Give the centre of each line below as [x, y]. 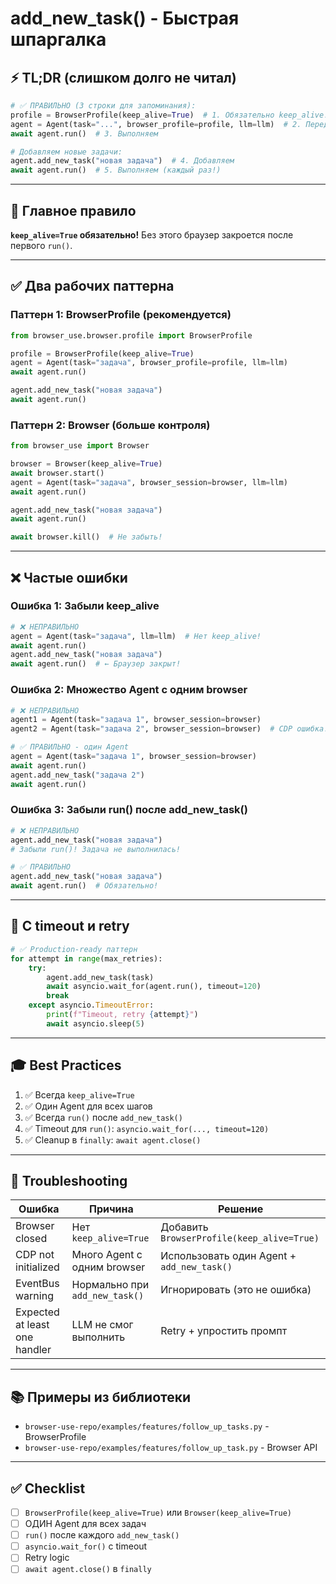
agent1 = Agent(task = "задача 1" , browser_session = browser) [136, 720]
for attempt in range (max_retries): [86, 958]
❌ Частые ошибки [69, 577]
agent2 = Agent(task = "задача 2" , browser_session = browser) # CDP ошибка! [169, 729]
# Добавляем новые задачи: [66, 152]
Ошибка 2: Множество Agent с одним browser [129, 690]
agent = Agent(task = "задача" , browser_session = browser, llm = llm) [149, 482]
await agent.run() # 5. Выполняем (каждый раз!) [116, 170]
